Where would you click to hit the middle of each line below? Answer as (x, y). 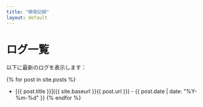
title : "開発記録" (28, 12)
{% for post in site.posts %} (41, 80)
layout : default (27, 18)
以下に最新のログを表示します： (46, 67)
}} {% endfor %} (61, 98)
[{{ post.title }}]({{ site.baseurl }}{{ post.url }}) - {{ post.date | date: (99, 91)
